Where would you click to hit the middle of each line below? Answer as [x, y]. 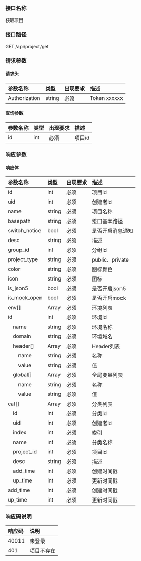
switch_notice [25, 231]
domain [22, 336]
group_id [18, 250]
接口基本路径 [107, 222]
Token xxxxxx [106, 98]
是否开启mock [109, 298]
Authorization [24, 98]
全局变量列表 [107, 375]
